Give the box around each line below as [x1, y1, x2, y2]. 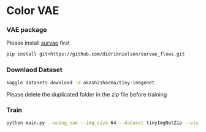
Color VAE [6, 4, 59, 18]
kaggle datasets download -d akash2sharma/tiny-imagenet [6, 79, 155, 86]
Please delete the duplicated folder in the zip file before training [6, 90, 167, 98]
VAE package [6, 26, 47, 34]
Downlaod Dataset [6, 65, 63, 74]
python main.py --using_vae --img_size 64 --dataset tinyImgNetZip [6, 120, 183, 126]
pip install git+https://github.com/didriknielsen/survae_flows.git [6, 51, 185, 57]
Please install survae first [6, 39, 70, 46]
